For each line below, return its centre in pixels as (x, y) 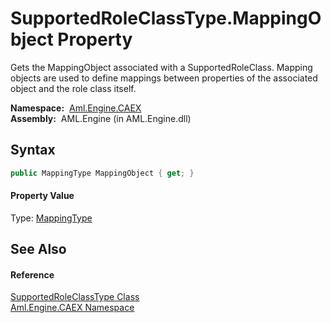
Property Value (42, 196)
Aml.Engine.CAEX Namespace (72, 308)
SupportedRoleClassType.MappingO (166, 18)
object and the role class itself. (73, 88)
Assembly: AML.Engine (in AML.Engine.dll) (101, 118)
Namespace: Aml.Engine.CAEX (76, 108)
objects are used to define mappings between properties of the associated (164, 78)
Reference (32, 274)
